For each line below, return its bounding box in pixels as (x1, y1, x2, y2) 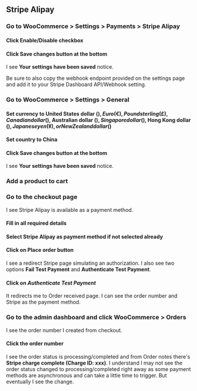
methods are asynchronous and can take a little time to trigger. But (6, 372, 167, 379)
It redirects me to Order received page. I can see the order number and (6, 292, 178, 299)
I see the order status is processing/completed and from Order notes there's (6, 353, 191, 360)
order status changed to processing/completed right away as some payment (6, 365, 191, 372)
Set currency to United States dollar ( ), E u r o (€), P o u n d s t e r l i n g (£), (6, 110, 168, 117)
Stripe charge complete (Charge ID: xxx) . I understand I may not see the (6, 359, 183, 366)
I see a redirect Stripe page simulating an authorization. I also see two (6, 259, 175, 267)
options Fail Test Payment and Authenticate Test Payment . (6, 266, 151, 273)
